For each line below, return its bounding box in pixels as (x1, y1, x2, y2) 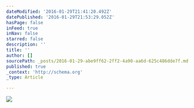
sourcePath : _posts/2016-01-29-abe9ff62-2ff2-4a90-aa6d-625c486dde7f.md (6, 58, 189, 64)
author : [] (6, 53, 33, 58)
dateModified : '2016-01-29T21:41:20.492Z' (6, 8, 112, 15)
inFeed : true (6, 25, 38, 31)
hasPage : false (6, 19, 44, 25)
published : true (6, 63, 46, 70)
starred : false (6, 36, 44, 42)
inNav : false (6, 31, 38, 37)
